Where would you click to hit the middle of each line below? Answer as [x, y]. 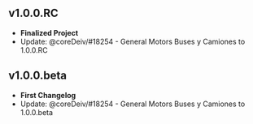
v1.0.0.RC [33, 13]
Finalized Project [49, 32]
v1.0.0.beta [38, 76]
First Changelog [48, 95]
